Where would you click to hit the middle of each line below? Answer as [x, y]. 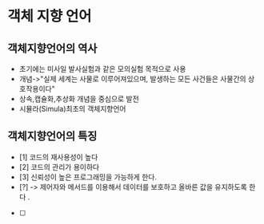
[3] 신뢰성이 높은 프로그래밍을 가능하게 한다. [88, 177]
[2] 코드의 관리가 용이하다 [59, 167]
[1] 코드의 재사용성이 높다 [58, 157]
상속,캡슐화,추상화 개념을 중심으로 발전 [79, 99]
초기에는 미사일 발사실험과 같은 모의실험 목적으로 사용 [102, 69]
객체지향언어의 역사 [52, 48]
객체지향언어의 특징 [52, 136]
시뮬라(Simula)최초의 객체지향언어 [72, 109]
